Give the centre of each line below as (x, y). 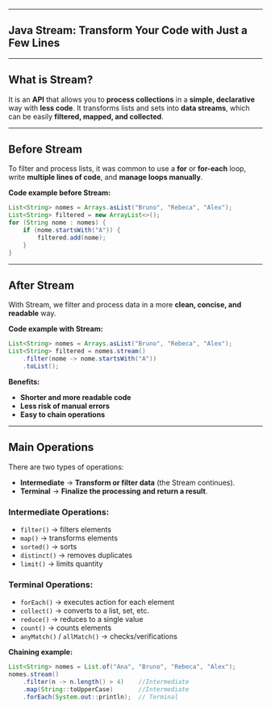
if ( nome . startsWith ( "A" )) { (72, 231)
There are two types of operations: (66, 467)
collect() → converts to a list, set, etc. (84, 611)
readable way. (32, 313)
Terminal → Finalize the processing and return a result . (114, 491)
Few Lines (34, 43)
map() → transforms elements (69, 538)
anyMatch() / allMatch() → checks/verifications (98, 636)
